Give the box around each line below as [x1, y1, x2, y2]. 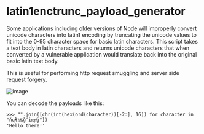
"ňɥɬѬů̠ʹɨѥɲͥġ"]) [6, 117, 48, 123]
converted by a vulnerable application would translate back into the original [6, 50, 197, 58]
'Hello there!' [6, 122, 45, 128]
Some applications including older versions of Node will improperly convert [6, 25, 197, 32]
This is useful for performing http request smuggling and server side [6, 69, 179, 76]
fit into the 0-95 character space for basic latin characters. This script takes [6, 37, 198, 45]
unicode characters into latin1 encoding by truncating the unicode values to [6, 31, 197, 38]
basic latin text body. [6, 57, 60, 65]
